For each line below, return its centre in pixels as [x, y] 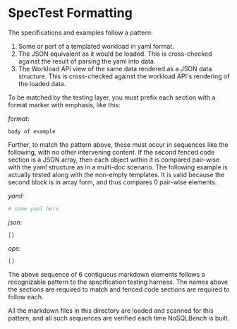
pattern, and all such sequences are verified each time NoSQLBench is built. [119, 318]
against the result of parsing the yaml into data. [87, 61]
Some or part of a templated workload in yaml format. [96, 46]
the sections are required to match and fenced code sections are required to [119, 289]
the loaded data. [42, 83]
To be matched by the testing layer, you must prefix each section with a [112, 97]
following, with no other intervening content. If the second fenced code [111, 152]
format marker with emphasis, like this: [64, 104]
